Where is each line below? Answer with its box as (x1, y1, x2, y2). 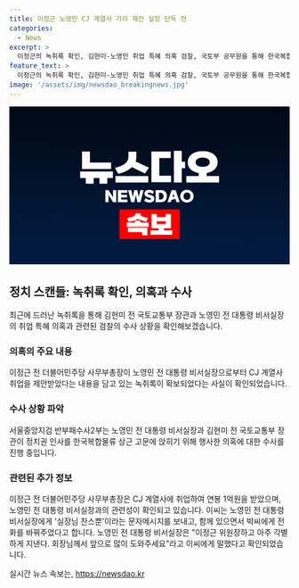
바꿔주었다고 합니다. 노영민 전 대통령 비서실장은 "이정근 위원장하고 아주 (25, 526, 272, 537)
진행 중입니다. (9, 447, 58, 458)
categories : (9, 23, 53, 33)
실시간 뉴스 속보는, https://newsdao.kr (9, 567, 145, 579)
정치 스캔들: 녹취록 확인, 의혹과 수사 (9, 284, 193, 299)
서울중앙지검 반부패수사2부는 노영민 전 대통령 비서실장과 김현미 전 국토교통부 (9, 425, 276, 435)
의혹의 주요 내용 (9, 344, 73, 357)
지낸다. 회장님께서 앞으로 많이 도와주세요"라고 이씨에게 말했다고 (25, 538, 246, 549)
